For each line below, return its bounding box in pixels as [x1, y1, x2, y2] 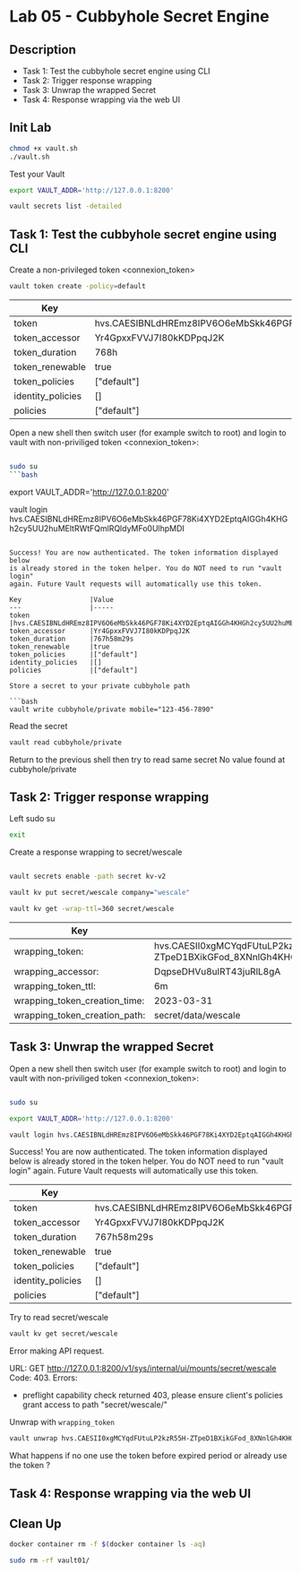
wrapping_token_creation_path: [13, 1009, 146, 1021]
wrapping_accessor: [13, 965, 99, 977]
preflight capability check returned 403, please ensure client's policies [21, 1390, 284, 1401]
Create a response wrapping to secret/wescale [9, 847, 183, 857]
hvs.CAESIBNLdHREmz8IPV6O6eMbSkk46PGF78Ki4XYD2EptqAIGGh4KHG [9, 513, 288, 524]
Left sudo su [9, 813, 56, 824]
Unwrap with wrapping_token [9, 1417, 115, 1428]
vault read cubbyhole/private [9, 737, 123, 747]
